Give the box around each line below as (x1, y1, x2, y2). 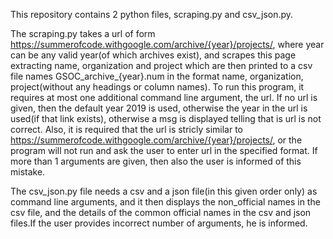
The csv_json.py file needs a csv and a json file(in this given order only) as (10, 185, 318, 197)
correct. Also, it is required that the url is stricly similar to (10, 124, 243, 135)
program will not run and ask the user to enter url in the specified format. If (10, 145, 318, 156)
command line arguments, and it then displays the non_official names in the (10, 196, 321, 208)
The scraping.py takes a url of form (10, 28, 156, 39)
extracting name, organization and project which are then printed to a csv (10, 60, 313, 71)
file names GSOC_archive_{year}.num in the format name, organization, (10, 70, 304, 82)
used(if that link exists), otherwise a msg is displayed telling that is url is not (10, 113, 322, 124)
